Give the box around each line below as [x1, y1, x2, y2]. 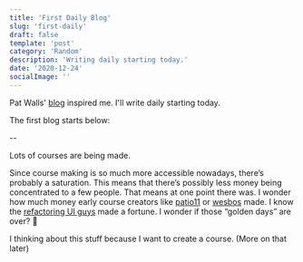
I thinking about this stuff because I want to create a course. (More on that [9, 233, 288, 244]
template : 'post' [9, 38, 75, 48]
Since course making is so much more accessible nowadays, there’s [9, 167, 265, 178]
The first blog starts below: [9, 114, 111, 125]
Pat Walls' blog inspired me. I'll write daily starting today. [9, 97, 220, 108]
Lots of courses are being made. [9, 150, 132, 160]
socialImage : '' [9, 73, 71, 82]
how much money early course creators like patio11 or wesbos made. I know [9, 196, 294, 207]
